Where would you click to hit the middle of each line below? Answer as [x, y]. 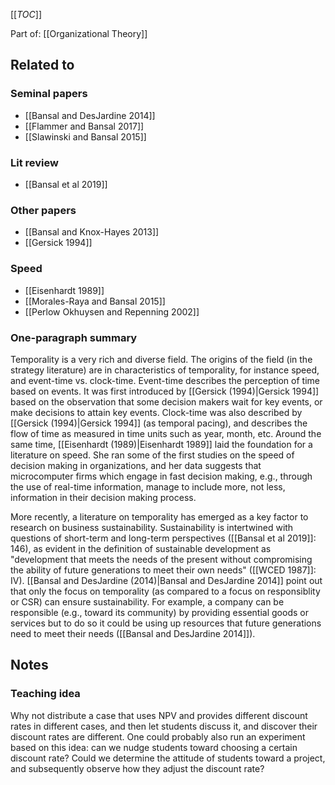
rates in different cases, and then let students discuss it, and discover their [164, 726]
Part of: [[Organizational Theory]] [79, 33]
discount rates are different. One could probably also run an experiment [158, 736]
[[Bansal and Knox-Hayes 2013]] [92, 232]
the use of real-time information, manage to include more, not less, [148, 486]
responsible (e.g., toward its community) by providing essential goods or [159, 612]
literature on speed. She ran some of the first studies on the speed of [152, 455]
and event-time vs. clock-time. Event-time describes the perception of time [165, 380]
